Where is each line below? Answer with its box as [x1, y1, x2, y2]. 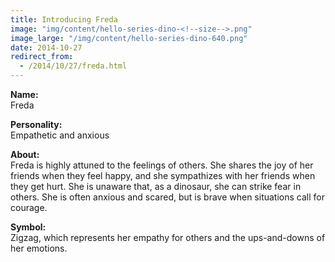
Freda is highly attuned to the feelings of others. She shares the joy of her [10, 159, 314, 171]
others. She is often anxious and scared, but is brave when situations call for [10, 191, 325, 203]
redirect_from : [10, 52, 74, 62]
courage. [10, 202, 48, 213]
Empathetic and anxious [10, 129, 110, 141]
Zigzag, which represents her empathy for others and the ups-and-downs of [10, 232, 326, 243]
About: [10, 149, 40, 160]
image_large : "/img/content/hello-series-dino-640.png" [10, 33, 248, 43]
